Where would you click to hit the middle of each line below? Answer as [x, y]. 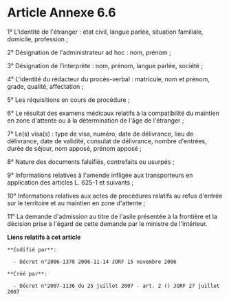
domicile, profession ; [38, 39]
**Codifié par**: [32, 249]
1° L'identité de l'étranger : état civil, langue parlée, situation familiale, [106, 32]
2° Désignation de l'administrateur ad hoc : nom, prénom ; [89, 52]
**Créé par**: [28, 273]
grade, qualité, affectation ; [45, 86]
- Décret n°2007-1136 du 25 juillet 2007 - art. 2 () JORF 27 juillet [117, 286]
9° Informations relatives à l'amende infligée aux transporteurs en [100, 175]
